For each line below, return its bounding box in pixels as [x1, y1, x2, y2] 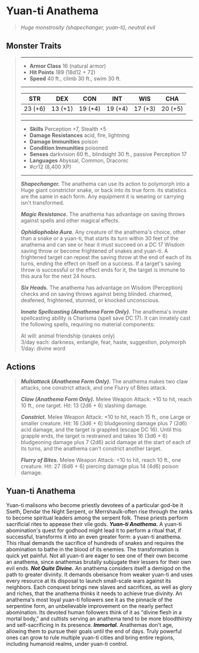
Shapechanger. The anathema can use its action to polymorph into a [20, 180, 190, 187]
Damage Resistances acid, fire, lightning [29, 132, 130, 139]
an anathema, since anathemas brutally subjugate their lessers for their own [6, 559, 191, 566]
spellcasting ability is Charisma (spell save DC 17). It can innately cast [20, 314, 191, 321]
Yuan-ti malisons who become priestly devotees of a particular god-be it [6, 502, 184, 509]
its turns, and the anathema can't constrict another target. [20, 445, 162, 452]
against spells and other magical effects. [20, 216, 120, 224]
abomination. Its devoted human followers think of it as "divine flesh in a [6, 609, 182, 616]
